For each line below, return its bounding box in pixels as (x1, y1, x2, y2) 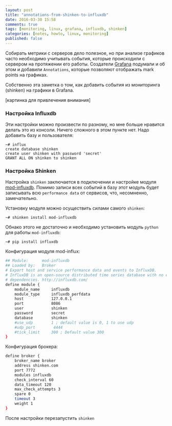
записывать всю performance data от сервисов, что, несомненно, (5, 190, 148, 196)
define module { (5, 282, 40, 287)
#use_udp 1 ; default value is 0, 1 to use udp (14, 320, 134, 325)
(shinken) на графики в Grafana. (5, 87, 74, 93)
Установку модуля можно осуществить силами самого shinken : (5, 205, 145, 211)
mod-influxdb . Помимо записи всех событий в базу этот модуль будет (5, 185, 159, 191)
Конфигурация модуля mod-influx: (5, 249, 80, 255)
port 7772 (14, 368, 36, 373)
